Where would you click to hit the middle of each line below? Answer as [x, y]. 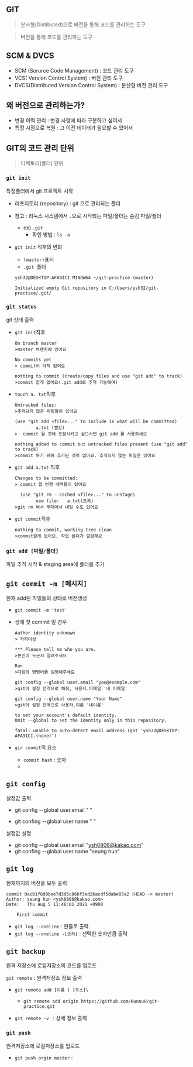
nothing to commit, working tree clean [63, 530]
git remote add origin [51, 1001]
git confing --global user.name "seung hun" [67, 851]
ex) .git [33, 227]
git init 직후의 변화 [38, 247]
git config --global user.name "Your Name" [68, 699]
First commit [32, 915]
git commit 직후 [32, 519]
